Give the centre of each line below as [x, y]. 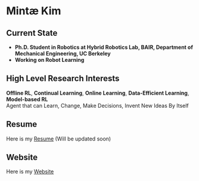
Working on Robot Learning [49, 60]
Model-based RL [27, 99]
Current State [32, 33]
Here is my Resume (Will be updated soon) [59, 139]
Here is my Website [30, 171]
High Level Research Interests [63, 79]
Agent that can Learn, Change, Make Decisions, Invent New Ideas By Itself [97, 105]
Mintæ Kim [34, 11]
